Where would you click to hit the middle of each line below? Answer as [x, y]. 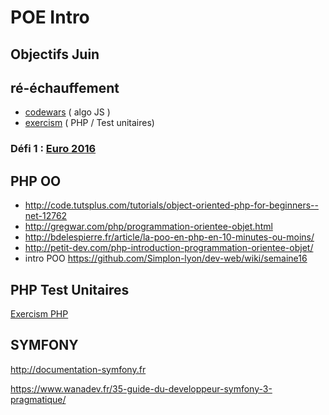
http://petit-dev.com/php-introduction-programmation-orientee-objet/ [169, 248]
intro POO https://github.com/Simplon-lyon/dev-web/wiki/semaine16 [166, 258]
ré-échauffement [65, 87]
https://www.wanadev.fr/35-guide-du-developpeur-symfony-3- [141, 388]
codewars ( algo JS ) [67, 112]
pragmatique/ [38, 399]
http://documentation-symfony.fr [78, 369]
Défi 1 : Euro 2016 [53, 149]
